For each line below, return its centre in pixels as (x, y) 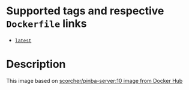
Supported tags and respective (85, 11)
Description (36, 64)
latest (23, 41)
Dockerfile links (46, 24)
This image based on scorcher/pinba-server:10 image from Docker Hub (94, 80)
